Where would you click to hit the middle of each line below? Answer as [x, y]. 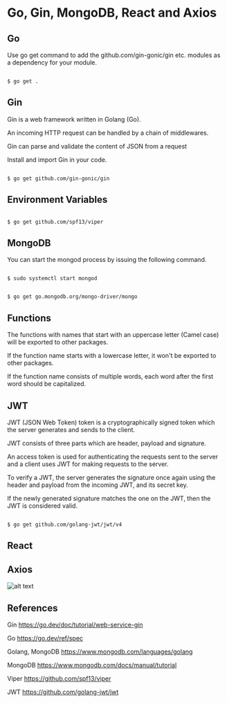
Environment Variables [57, 200]
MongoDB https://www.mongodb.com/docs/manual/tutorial [92, 665]
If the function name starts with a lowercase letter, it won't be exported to [112, 356]
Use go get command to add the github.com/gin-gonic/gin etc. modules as [114, 55]
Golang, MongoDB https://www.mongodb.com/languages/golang [100, 652]
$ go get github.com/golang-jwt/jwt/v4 [65, 525]
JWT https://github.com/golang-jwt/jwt [63, 692]
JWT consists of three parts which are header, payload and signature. [107, 443]
